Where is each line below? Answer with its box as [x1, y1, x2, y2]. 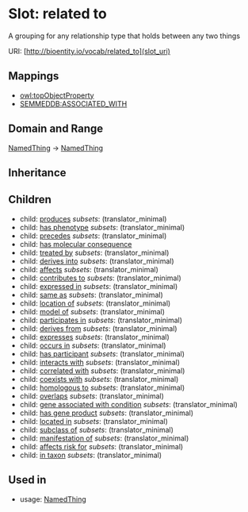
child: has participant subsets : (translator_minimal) [19, 348, 185, 358]
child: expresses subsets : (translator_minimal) [19, 332, 170, 341]
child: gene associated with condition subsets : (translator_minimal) [19, 399, 238, 409]
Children [8, 193, 52, 206]
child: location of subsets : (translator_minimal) [19, 298, 171, 308]
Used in [8, 473, 47, 487]
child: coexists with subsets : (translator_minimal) [19, 374, 179, 383]
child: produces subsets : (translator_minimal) [19, 214, 167, 223]
